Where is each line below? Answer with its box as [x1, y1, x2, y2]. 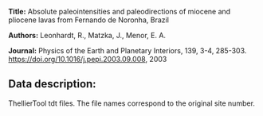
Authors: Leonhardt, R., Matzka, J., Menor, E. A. [8, 31, 166, 40]
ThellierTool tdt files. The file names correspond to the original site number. [8, 99, 255, 108]
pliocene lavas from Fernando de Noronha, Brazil [8, 15, 170, 25]
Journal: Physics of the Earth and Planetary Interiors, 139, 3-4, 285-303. [8, 46, 247, 55]
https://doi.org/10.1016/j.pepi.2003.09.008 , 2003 [8, 55, 167, 64]
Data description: [8, 77, 97, 91]
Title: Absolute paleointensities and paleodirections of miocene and [8, 7, 231, 16]
